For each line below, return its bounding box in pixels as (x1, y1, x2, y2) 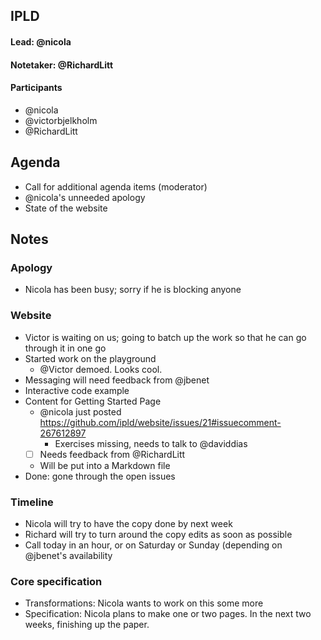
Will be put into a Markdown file (39, 459, 171, 471)
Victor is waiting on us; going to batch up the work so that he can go (24, 331, 307, 343)
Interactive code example (24, 384, 130, 396)
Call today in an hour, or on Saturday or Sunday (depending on (24, 539, 283, 551)
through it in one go (24, 342, 107, 354)
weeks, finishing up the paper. (24, 619, 150, 631)
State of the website (24, 202, 108, 214)
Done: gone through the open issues (24, 470, 176, 482)
